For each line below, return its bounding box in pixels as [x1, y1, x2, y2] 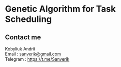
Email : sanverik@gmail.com [5, 51, 61, 57]
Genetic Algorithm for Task [5, 3, 116, 15]
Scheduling [5, 14, 52, 25]
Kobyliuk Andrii [5, 46, 35, 51]
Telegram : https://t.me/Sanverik [5, 56, 70, 62]
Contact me [5, 33, 41, 41]
